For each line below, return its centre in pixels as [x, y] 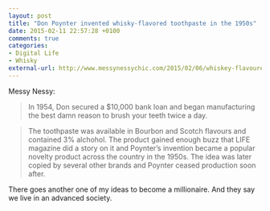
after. [37, 173]
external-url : [32, 68]
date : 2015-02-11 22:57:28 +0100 [64, 31]
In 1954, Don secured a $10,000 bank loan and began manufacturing [141, 106]
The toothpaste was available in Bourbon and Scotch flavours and [137, 130]
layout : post [30, 16]
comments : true [34, 38]
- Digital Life [34, 53]
